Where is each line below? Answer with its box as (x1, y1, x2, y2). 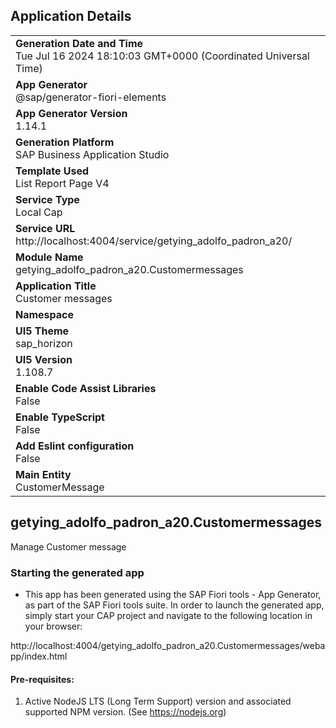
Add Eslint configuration (15, 439, 135, 453)
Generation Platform (15, 135, 115, 149)
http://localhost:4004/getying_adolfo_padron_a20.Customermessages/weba (10, 639, 326, 651)
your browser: (24, 620, 83, 632)
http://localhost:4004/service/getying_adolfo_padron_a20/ (15, 234, 293, 248)
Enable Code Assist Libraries (15, 381, 157, 395)
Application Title (15, 279, 97, 293)
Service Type (15, 192, 80, 206)
